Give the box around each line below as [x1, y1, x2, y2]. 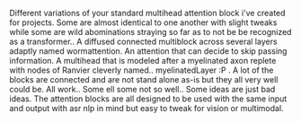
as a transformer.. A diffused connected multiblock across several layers [9, 36, 278, 47]
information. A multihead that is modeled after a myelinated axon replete [9, 56, 277, 65]
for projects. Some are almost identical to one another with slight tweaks [9, 17, 278, 28]
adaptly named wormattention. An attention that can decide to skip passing [9, 46, 288, 57]
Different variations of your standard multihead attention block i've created [9, 8, 286, 18]
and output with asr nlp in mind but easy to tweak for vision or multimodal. [9, 103, 285, 113]
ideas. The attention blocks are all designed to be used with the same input [9, 93, 288, 104]
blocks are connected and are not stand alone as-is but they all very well [9, 74, 279, 84]
